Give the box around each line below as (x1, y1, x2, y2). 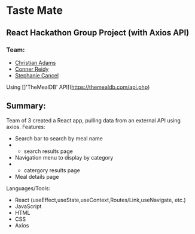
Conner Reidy (14, 65, 49, 73)
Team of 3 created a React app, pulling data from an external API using (6, 116, 181, 124)
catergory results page (23, 166, 81, 174)
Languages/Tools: (6, 184, 51, 192)
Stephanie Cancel (14, 71, 59, 79)
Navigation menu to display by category (14, 154, 114, 161)
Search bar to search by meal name (14, 134, 103, 142)
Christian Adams (14, 59, 56, 66)
